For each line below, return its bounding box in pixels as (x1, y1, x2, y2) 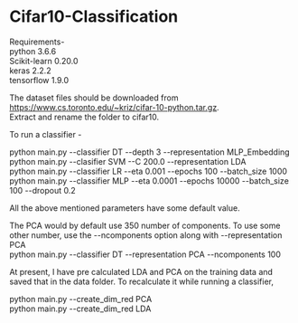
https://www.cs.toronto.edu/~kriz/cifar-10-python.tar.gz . (9, 101, 219, 112)
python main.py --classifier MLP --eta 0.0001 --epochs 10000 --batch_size (9, 175, 289, 186)
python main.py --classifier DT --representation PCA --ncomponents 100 (9, 249, 282, 260)
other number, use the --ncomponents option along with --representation (9, 229, 283, 241)
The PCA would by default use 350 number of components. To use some (9, 220, 281, 231)
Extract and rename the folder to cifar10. (9, 111, 160, 122)
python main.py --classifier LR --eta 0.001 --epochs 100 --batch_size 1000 (9, 166, 287, 176)
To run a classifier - (9, 128, 82, 139)
